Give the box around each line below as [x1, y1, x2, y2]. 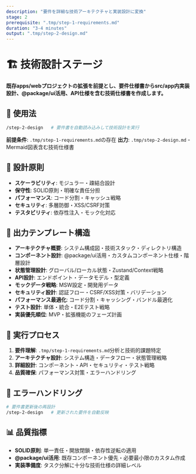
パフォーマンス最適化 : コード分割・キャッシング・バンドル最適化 [14, 296, 173, 303]
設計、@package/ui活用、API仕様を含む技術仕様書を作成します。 [6, 90, 167, 97]
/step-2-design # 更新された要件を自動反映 [6, 409, 109, 415]
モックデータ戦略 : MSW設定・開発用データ [14, 281, 119, 288]
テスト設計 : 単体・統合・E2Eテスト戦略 [14, 304, 110, 311]
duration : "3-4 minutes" [6, 25, 67, 31]
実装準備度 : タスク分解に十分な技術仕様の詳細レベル [14, 462, 142, 469]
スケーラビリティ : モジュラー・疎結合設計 [14, 179, 115, 186]
